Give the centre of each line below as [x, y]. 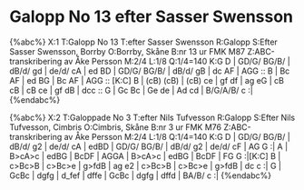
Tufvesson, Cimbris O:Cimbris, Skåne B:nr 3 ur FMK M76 [116, 127]
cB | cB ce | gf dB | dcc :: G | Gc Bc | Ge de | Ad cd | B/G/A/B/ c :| [132, 90]
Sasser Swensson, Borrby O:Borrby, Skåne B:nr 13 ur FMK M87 [127, 51]
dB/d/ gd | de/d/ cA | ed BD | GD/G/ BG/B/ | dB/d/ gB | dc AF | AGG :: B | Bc [150, 71]
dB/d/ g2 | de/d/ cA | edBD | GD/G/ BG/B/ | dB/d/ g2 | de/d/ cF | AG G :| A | [149, 146]
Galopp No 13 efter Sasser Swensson [151, 17]
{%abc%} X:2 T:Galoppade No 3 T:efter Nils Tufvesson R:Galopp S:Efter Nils [152, 117]
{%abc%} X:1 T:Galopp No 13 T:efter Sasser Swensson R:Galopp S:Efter [144, 42]
